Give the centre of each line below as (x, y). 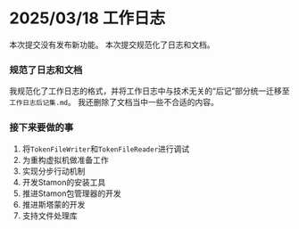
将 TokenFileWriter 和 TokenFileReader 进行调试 (106, 149)
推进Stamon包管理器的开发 (72, 193)
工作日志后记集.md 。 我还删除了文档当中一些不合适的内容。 (114, 102)
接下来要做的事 (42, 127)
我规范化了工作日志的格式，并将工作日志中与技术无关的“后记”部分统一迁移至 (149, 91)
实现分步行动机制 (54, 171)
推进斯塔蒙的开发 (54, 204)
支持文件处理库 (50, 216)
